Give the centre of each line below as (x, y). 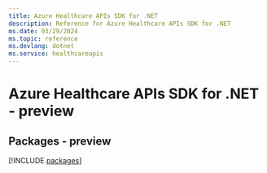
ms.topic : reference (44, 39)
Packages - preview (60, 141)
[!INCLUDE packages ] (45, 160)
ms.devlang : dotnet (42, 46)
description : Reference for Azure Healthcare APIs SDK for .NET (120, 24)
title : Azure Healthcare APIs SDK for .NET (83, 16)
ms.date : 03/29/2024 (44, 31)
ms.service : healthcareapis (56, 54)
